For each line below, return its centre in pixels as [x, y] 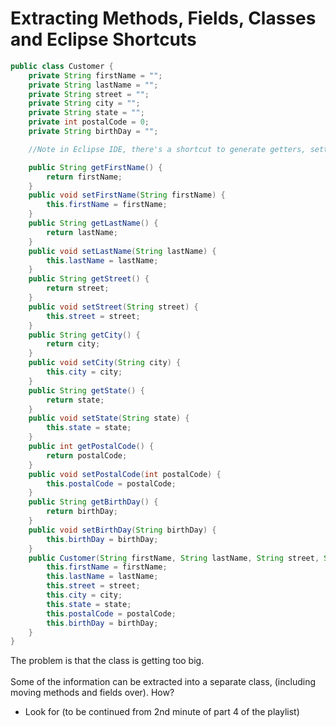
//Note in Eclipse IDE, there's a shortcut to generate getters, [167, 149]
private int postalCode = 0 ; [89, 122]
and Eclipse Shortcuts [103, 39]
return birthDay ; [82, 512]
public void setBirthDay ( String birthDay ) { [122, 530]
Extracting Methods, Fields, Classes [163, 18]
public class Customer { [62, 66]
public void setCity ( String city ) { [105, 363]
